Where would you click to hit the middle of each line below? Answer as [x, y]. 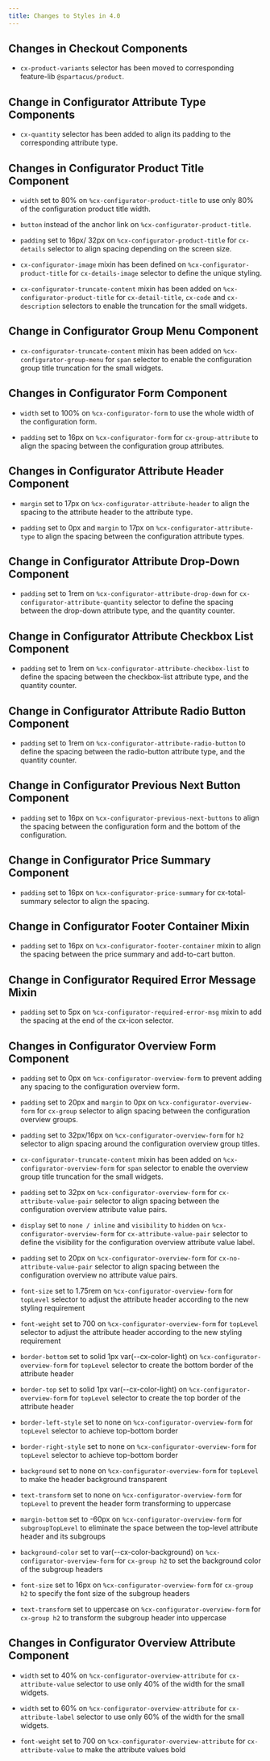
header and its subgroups [63, 1536]
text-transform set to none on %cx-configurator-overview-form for [131, 1495]
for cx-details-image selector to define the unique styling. [165, 273]
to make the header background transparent [93, 1479]
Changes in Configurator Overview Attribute [122, 1643]
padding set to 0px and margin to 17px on [87, 527]
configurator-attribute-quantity [76, 603]
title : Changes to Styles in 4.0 [64, 16]
